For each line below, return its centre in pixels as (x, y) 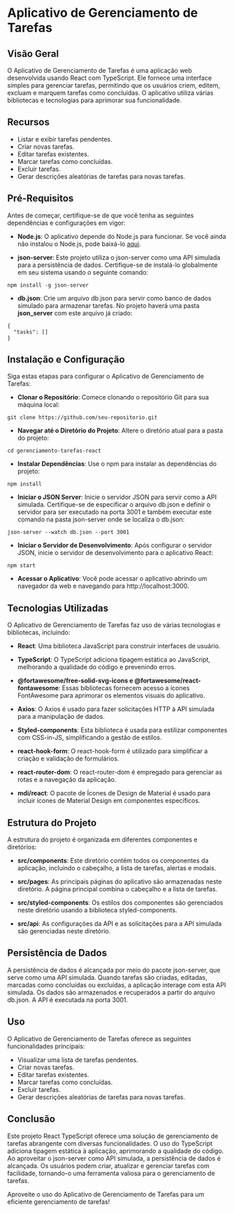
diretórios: (22, 847)
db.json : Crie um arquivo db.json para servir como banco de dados (114, 298)
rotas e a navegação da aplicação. (67, 780)
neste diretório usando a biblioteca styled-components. (97, 910)
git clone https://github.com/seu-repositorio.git (82, 418)
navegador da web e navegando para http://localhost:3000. (103, 586)
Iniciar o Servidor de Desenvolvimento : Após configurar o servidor (115, 545)
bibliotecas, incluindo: (39, 633)
